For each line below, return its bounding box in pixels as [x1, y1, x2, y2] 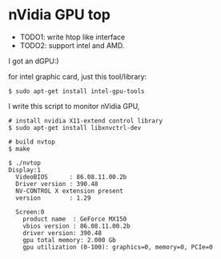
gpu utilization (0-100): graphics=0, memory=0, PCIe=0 [22, 243, 214, 251]
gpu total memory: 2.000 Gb [22, 236, 116, 244]
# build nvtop [8, 138, 56, 146]
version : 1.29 [15, 194, 91, 202]
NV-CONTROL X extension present [15, 187, 124, 195]
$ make [8, 144, 30, 153]
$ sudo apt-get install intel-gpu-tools [8, 87, 146, 95]
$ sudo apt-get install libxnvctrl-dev [8, 123, 142, 132]
